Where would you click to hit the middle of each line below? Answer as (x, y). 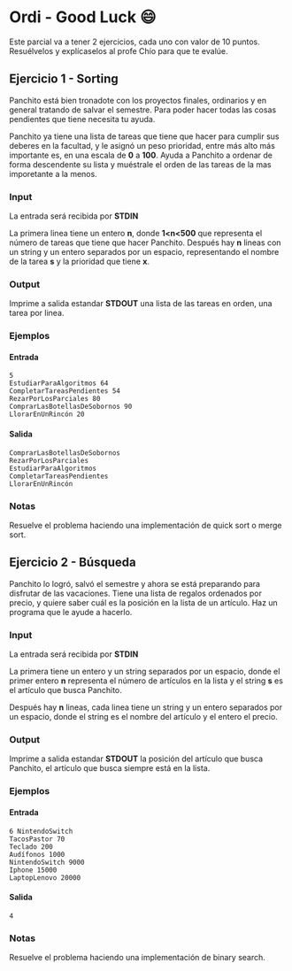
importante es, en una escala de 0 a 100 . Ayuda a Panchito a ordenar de (141, 155)
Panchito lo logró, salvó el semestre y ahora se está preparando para (135, 583)
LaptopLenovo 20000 (45, 878)
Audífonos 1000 (37, 854)
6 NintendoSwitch (41, 831)
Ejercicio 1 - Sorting (64, 79)
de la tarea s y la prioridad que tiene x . (80, 262)
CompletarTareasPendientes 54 (65, 391)
